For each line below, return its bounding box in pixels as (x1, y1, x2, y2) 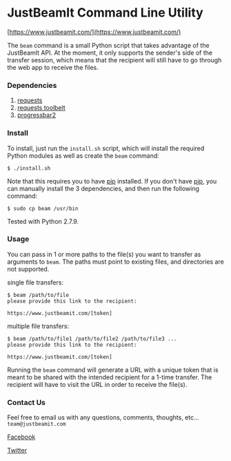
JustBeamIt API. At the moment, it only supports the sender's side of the (7, 48, 213, 57)
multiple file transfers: (7, 322, 70, 330)
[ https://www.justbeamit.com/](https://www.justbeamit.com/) (7, 28, 181, 36)
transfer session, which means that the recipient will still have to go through (7, 55, 222, 64)
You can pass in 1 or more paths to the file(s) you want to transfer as (7, 250, 201, 258)
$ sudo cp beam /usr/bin (7, 205, 79, 212)
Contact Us (7, 397, 46, 407)
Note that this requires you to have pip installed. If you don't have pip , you (7, 177, 217, 185)
